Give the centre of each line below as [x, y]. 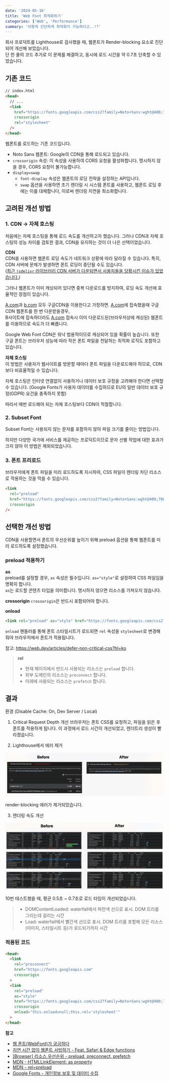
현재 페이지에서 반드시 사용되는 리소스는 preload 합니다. [80, 669]
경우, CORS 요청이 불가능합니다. [50, 167]
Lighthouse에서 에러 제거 [37, 745]
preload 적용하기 [25, 560]
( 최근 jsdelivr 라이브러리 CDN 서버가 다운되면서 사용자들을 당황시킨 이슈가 [80, 271]
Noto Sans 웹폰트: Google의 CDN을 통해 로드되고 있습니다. [71, 154]
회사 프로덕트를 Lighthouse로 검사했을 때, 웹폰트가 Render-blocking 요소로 [79, 42]
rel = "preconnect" [32, 964]
